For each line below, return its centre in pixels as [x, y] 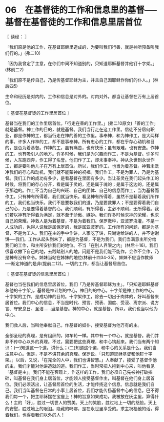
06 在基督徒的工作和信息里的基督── [81, 10]
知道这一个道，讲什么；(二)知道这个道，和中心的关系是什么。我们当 [89, 347]
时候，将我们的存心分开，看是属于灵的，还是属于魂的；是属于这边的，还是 [80, 184]
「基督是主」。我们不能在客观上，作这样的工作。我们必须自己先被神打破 [77, 372]
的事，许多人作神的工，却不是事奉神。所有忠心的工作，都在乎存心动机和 [78, 141]
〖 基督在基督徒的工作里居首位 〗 [38, 113]
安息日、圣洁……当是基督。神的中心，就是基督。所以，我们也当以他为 [88, 308]
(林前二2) [14, 69]
